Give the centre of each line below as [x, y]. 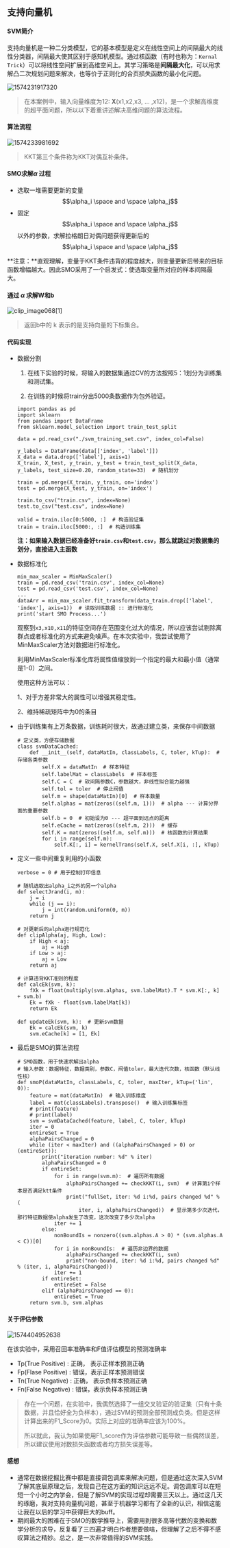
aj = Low [54, 959]
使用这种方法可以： [44, 683]
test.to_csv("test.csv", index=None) [71, 506]
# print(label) [51, 1115]
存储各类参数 [33, 760]
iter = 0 [42, 1127]
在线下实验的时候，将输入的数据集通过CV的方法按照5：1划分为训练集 [125, 373]
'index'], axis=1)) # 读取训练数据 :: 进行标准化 [85, 608]
